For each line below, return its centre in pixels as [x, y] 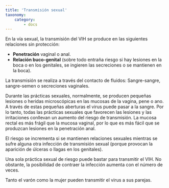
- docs [31, 24]
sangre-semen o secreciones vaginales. [47, 86]
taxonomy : [16, 15]
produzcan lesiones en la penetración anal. [51, 129]
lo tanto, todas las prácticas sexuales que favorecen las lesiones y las [79, 112]
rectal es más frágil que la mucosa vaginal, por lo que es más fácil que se [82, 123]
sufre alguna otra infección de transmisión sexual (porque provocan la [79, 144]
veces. [12, 170]
